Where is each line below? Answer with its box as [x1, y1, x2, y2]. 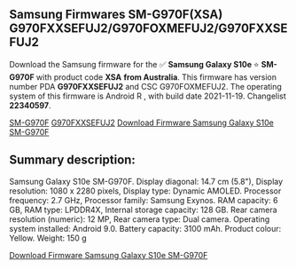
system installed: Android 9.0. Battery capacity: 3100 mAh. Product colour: [9, 223, 282, 233]
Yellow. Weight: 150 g [9, 233, 87, 243]
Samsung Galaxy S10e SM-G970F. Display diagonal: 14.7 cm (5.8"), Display [9, 176, 284, 186]
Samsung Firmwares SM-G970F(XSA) [9, 7, 223, 22]
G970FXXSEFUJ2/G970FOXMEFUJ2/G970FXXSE [9, 21, 288, 36]
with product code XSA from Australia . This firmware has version [35, 71, 277, 83]
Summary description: [9, 153, 136, 168]
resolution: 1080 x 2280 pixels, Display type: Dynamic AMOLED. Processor [9, 186, 282, 196]
